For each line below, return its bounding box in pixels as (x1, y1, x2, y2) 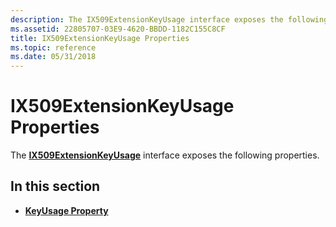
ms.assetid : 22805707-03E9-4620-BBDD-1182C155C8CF (10, 24, 226, 34)
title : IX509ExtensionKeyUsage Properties (10, 33, 190, 43)
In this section (10, 178, 101, 195)
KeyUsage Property (24, 204, 109, 216)
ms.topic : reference (10, 42, 97, 53)
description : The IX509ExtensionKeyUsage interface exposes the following (10, 14, 329, 25)
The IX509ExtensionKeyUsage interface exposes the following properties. (10, 149, 320, 161)
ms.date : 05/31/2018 (10, 52, 97, 62)
